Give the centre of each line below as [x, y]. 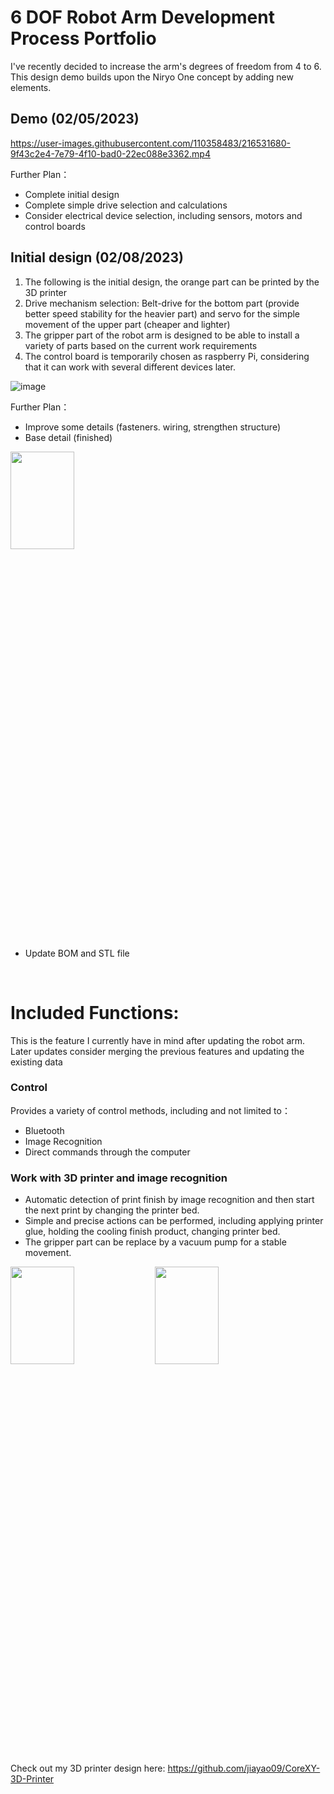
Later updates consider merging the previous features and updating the [157, 1051]
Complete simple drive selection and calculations [126, 205]
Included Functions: [95, 1012]
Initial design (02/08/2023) [97, 257]
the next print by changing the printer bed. [112, 1210]
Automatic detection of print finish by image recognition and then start [169, 1200]
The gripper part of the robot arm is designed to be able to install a [162, 335]
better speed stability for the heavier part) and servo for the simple [162, 313]
